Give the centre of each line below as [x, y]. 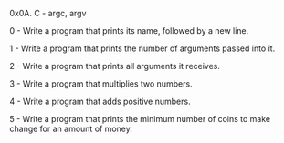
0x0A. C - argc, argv [48, 13]
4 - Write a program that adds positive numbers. [100, 101]
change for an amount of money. [71, 128]
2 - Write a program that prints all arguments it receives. [115, 66]
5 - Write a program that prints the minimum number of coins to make [140, 119]
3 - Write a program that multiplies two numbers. [101, 84]
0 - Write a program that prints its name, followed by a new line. [129, 31]
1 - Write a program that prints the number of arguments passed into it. [142, 48]
